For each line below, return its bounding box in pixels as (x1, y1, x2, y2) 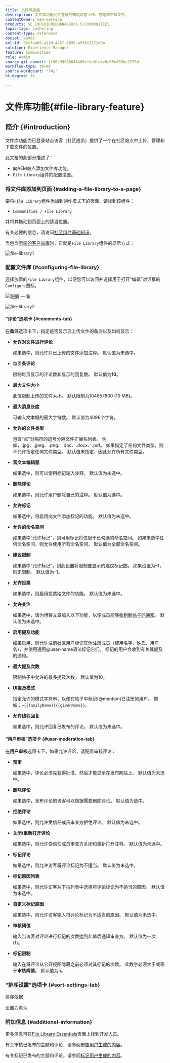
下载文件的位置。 (5, 143, 41, 150)
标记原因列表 (12, 873, 39, 879)
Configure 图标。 (5, 282, 39, 289)
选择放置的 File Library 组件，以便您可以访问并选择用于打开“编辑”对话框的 (5, 276, 161, 282)
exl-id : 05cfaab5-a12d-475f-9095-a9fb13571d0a (5, 41, 105, 46)
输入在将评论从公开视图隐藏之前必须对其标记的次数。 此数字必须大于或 (12, 961, 160, 967)
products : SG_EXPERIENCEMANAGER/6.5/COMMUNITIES (5, 21, 110, 27)
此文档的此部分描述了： (5, 154, 54, 160)
